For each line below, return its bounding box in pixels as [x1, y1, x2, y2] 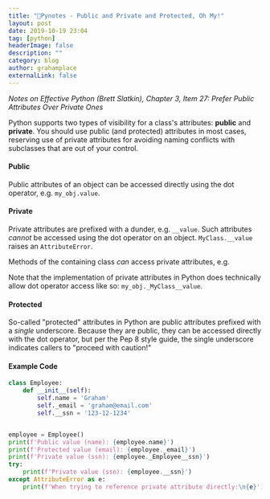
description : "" [8, 49, 63, 57]
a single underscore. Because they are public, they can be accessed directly [8, 326, 262, 336]
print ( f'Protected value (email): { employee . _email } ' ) [8, 445, 196, 454]
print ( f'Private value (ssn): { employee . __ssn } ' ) [22, 468, 193, 477]
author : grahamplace [8, 64, 78, 72]
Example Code [8, 361, 58, 370]
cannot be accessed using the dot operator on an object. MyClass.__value [8, 233, 253, 243]
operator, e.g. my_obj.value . [8, 188, 100, 198]
